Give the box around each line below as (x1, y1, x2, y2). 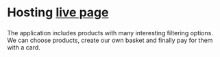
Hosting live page (7, 5, 109, 20)
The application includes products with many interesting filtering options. (7, 29, 214, 37)
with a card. (7, 43, 41, 52)
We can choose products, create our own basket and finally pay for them (7, 36, 213, 45)
